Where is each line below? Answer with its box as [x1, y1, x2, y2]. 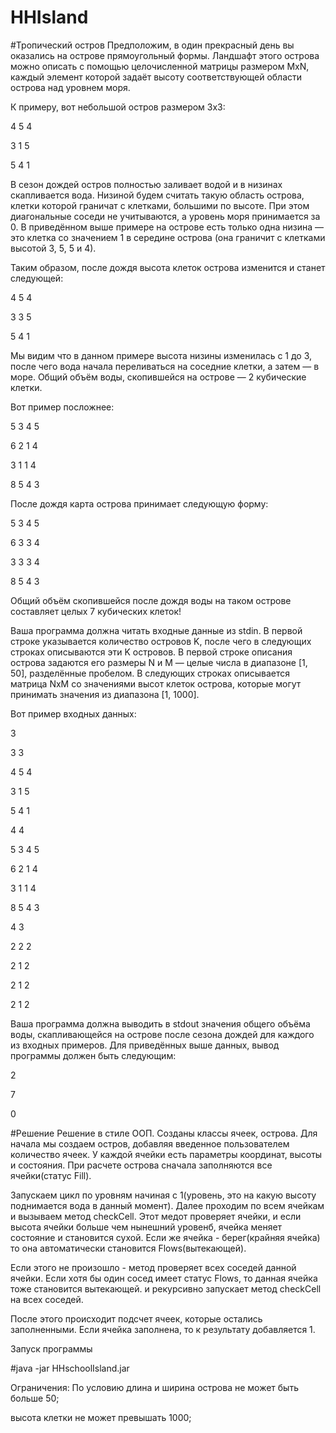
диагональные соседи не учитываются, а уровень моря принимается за [10, 210, 321, 222]
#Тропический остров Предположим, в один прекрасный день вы [10, 39, 295, 51]
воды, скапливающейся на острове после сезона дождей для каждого [10, 1028, 315, 1040]
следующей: [10, 272, 64, 284]
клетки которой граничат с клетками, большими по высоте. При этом [10, 199, 310, 211]
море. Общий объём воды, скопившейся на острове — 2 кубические [10, 371, 307, 383]
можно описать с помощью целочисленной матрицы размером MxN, [10, 60, 310, 72]
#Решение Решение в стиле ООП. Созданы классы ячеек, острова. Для [10, 1127, 318, 1139]
